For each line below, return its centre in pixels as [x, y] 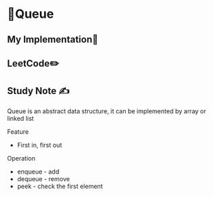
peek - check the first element [60, 186]
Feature [18, 131]
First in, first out [40, 145]
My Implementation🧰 [53, 39]
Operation [21, 158]
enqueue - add [38, 172]
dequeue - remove [43, 178]
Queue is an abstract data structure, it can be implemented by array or [107, 111]
